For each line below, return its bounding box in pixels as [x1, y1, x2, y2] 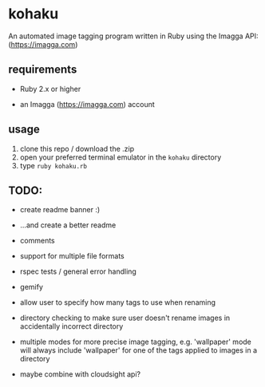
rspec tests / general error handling [19, 267, 137, 276]
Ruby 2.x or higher [19, 84, 81, 93]
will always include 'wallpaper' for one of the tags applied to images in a [19, 346, 258, 355]
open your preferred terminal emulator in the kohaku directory [19, 152, 222, 162]
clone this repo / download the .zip [19, 144, 135, 153]
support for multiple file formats [19, 251, 125, 261]
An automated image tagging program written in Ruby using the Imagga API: [8, 31, 259, 41]
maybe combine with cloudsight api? [19, 369, 141, 379]
